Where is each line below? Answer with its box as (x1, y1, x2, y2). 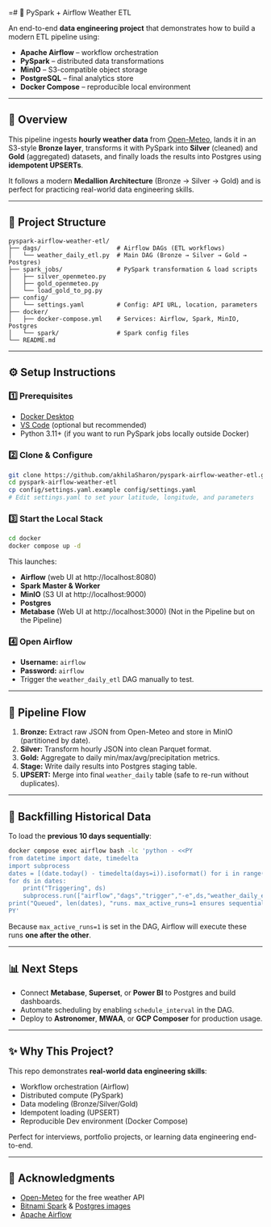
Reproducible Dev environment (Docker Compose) (19, 1116, 188, 1126)
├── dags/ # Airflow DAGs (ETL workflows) (8, 243, 226, 252)
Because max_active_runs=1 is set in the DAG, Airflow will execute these (8, 921, 248, 931)
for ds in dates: (8, 877, 67, 885)
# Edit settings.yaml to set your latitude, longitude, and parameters (8, 493, 254, 501)
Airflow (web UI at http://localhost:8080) (19, 573, 157, 582)
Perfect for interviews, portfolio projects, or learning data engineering (8, 1132, 240, 1141)
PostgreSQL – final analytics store (19, 74, 134, 83)
